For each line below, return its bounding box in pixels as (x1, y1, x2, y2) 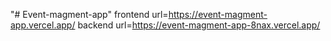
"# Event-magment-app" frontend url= (10, 9, 169, 20)
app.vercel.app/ (10, 19, 76, 31)
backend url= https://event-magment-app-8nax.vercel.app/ (77, 19, 321, 31)
